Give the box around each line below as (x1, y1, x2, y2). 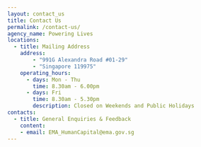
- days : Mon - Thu (25, 76, 81, 83)
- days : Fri (25, 89, 62, 96)
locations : (7, 37, 40, 44)
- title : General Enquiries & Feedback (13, 115, 132, 122)
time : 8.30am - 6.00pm (33, 83, 100, 90)
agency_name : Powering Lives (7, 30, 93, 37)
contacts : (7, 109, 37, 116)
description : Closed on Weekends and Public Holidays (33, 102, 195, 110)
